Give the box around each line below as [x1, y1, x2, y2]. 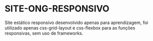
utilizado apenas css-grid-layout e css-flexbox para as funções [4, 24, 135, 30]
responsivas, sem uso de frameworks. [4, 30, 83, 36]
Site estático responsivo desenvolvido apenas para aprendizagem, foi [4, 19, 148, 25]
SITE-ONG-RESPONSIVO [4, 3, 109, 14]
